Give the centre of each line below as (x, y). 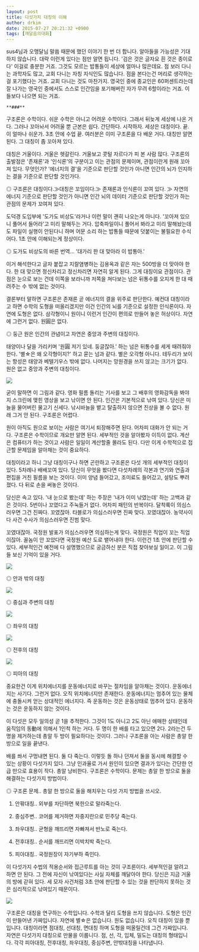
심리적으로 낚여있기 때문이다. (46, 889)
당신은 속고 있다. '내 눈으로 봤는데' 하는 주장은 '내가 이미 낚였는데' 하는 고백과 (96, 498)
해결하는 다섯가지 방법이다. (37, 778)
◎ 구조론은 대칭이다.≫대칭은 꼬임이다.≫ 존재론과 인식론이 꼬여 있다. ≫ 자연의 (97, 189)
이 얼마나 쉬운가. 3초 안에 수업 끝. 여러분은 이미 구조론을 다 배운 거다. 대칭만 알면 (99, 134)
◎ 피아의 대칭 (22, 674)
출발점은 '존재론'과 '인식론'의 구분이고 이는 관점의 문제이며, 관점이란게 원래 (93, 162)
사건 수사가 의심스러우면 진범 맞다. (52, 520)
